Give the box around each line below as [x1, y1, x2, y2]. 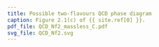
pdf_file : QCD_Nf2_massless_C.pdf [7, 23, 109, 30]
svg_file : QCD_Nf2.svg [7, 29, 74, 37]
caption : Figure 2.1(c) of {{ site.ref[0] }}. [7, 17, 146, 23]
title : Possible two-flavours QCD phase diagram [7, 10, 152, 17]
